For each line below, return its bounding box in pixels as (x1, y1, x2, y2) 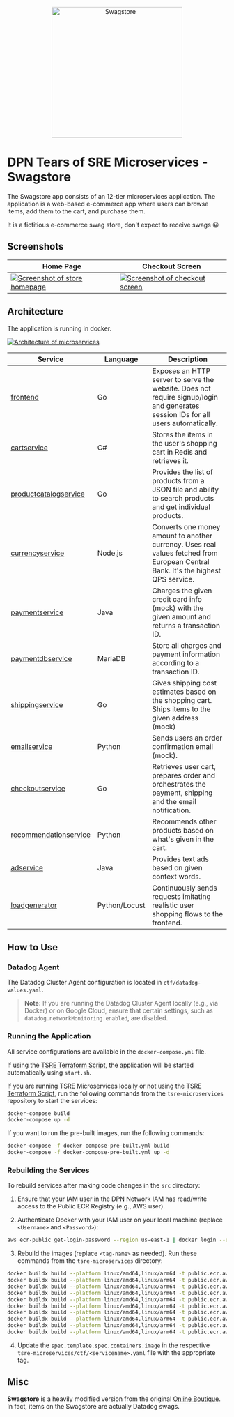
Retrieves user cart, (152, 761, 216, 771)
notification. (152, 805, 192, 815)
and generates (152, 401, 200, 411)
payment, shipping (152, 788, 213, 798)
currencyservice (10, 548, 65, 558)
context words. (152, 872, 201, 881)
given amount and (152, 612, 211, 621)
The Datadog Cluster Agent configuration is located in (7, 978, 162, 987)
